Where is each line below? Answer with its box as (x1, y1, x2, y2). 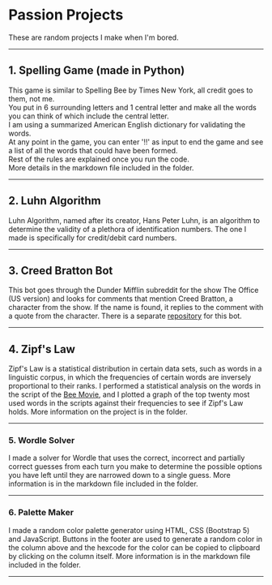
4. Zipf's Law (8, 342, 75, 356)
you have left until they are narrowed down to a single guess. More (8, 471, 231, 480)
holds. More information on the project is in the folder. (8, 407, 188, 417)
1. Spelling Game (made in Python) (8, 63, 185, 78)
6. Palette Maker (8, 507, 74, 518)
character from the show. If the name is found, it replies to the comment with (8, 303, 264, 312)
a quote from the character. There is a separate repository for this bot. (8, 311, 243, 321)
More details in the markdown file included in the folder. (8, 162, 194, 172)
